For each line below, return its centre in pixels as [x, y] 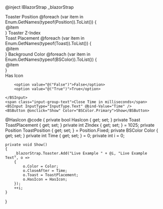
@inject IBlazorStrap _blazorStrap [39, 7]
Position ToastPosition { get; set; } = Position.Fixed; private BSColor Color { [82, 130]
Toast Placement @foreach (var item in [45, 38]
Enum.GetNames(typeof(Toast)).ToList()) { [48, 43]
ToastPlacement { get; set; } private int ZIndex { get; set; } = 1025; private [80, 125]
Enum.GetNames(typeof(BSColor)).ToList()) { [51, 59]
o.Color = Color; [41, 166]
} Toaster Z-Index [23, 33]
